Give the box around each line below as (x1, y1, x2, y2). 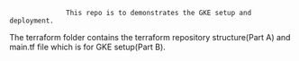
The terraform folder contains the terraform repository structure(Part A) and (9, 32, 291, 42)
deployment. (9, 16, 54, 25)
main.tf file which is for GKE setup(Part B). (9, 41, 167, 52)
